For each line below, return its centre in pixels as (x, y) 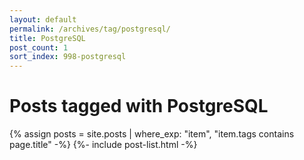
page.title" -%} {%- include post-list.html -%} (103, 145)
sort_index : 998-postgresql (68, 57)
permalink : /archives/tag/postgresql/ (90, 29)
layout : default (43, 19)
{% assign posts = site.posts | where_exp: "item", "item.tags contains (152, 134)
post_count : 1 (39, 47)
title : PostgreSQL (47, 38)
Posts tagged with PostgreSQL (139, 106)
